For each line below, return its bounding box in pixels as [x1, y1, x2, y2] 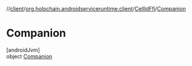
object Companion [6, 53, 53, 60]
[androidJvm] [6, 46, 41, 53]
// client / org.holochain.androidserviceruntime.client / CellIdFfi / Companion [6, 5, 187, 12]
